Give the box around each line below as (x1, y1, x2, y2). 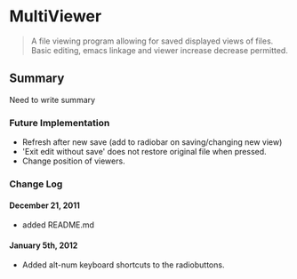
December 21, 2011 (9, 200, 80, 211)
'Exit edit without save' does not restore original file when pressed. (21, 147, 267, 157)
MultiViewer (9, 6, 102, 27)
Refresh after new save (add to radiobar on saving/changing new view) (21, 137, 283, 147)
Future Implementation (9, 116, 110, 129)
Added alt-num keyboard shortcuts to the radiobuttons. (21, 259, 225, 270)
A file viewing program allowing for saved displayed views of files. (30, 36, 274, 46)
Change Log (9, 178, 63, 190)
